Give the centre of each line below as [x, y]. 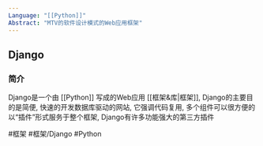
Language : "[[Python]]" [47, 15]
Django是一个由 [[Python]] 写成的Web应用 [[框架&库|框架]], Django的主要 [127, 97]
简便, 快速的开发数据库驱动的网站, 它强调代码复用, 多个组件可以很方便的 [138, 107]
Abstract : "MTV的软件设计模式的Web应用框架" [75, 23]
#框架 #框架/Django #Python [55, 134]
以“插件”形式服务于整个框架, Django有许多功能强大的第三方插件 [111, 117]
